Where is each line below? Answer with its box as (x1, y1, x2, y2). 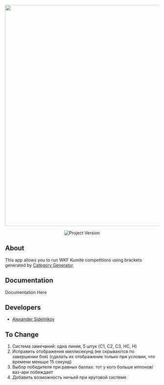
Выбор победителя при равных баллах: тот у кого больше (12, 364, 133, 370)
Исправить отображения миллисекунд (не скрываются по (12, 348, 135, 354)
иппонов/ (134, 364, 154, 370)
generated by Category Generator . (5, 262, 74, 268)
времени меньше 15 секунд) (12, 359, 72, 365)
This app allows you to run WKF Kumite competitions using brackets (5, 257, 143, 263)
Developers (5, 304, 41, 312)
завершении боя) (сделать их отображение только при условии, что (12, 354, 155, 360)
